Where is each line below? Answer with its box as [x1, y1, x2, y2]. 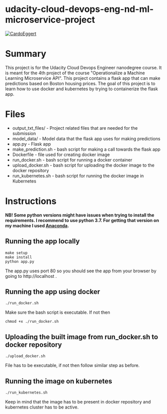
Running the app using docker [5, 287, 100, 296]
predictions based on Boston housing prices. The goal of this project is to [5, 80, 156, 86]
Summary [5, 48, 46, 59]
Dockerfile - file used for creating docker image [12, 151, 110, 158]
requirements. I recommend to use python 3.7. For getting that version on [5, 217, 159, 223]
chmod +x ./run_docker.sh [5, 319, 59, 324]
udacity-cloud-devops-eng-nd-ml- [5, 3, 154, 15]
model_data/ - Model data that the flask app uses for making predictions [12, 136, 161, 142]
